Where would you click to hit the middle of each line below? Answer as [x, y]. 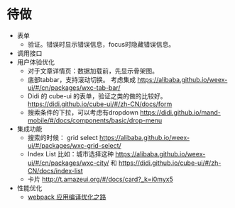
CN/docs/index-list [55, 171]
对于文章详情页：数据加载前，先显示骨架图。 [93, 71]
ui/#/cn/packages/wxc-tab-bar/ [74, 87]
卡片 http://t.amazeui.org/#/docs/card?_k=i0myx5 [100, 179]
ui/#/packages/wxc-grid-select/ [74, 145]
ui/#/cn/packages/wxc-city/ [68, 163]
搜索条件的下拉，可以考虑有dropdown [83, 112]
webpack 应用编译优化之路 [67, 197]
